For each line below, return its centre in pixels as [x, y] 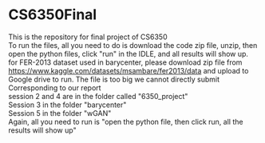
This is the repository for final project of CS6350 [88, 37]
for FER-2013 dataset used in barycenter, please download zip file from [125, 62]
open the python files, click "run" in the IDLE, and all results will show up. [129, 54]
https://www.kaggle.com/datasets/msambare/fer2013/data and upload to [129, 70]
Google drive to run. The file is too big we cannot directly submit [114, 79]
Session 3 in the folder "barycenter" [67, 105]
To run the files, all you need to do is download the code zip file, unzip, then [133, 45]
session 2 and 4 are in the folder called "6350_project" [98, 96]
